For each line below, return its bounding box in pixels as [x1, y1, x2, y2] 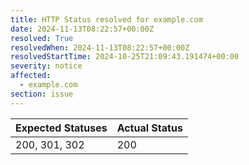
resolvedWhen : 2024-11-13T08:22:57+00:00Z [10, 42, 190, 53]
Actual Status [116, 121, 183, 135]
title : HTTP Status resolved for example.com [10, 14, 203, 25]
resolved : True [10, 33, 74, 43]
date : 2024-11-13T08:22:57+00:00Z [10, 24, 155, 34]
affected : [10, 71, 52, 81]
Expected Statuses [15, 121, 108, 135]
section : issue [10, 89, 74, 99]
